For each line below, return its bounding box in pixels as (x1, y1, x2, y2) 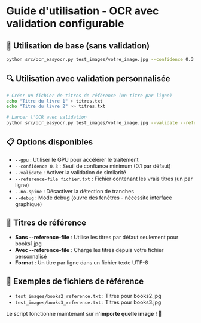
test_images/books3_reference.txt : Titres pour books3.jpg (14, 299, 162, 306)
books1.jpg (14, 240, 42, 247)
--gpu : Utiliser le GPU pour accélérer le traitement (14, 156, 139, 163)
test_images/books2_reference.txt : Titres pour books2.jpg (14, 292, 162, 299)
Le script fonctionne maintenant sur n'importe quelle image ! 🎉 (6, 310, 162, 317)
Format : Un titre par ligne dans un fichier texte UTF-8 (14, 259, 148, 266)
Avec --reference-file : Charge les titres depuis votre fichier (14, 246, 164, 253)
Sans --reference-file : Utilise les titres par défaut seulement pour (14, 233, 179, 241)
